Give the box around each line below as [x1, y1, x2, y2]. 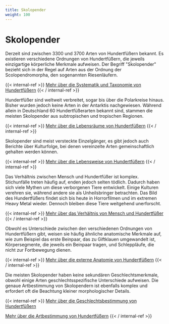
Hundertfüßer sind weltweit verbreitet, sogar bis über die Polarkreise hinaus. [5, 97, 164, 103]
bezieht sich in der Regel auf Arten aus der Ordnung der [5, 67, 122, 73]
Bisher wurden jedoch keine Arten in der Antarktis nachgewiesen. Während [5, 102, 161, 109]
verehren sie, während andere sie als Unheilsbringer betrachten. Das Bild [5, 190, 157, 196]
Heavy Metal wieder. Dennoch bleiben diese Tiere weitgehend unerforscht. [5, 201, 161, 207]
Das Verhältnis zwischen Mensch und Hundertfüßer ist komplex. [5, 174, 139, 180]
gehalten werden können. [5, 149, 59, 155]
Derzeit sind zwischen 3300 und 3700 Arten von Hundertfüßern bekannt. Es [5, 51, 164, 57]
